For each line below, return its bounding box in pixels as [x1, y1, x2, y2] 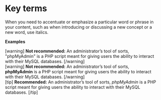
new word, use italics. [5, 29, 48, 35]
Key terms [5, 3, 48, 14]
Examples [5, 38, 26, 44]
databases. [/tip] [5, 89, 38, 95]
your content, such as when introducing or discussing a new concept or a [5, 24, 152, 30]
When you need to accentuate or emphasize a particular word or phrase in [5, 19, 154, 25]
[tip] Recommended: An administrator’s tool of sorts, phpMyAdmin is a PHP [5, 79, 157, 85]
